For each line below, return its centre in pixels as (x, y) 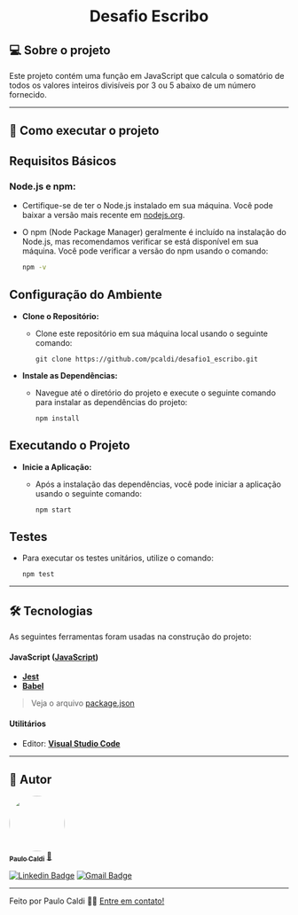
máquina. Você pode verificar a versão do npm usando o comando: (145, 251)
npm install (57, 418)
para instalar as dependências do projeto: (111, 402)
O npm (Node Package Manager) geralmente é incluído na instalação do (154, 232)
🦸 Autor (31, 779)
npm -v (34, 268)
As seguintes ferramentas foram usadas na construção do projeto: (130, 637)
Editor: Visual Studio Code (71, 743)
